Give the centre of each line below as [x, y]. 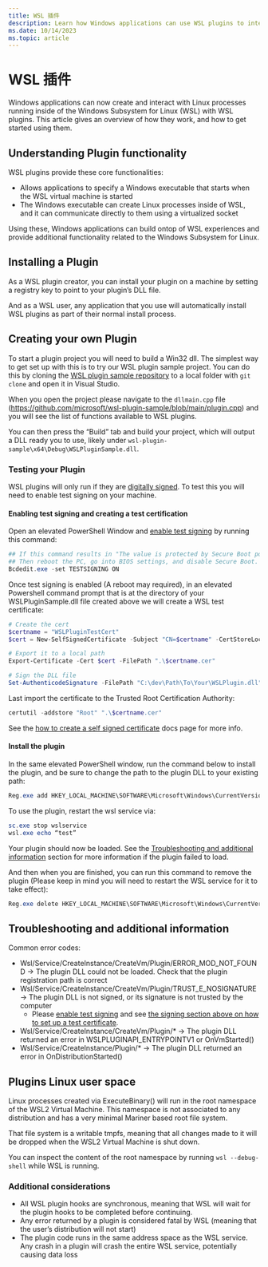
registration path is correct [63, 980]
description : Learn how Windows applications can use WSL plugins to [126, 23]
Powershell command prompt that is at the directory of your [106, 592]
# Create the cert [39, 624]
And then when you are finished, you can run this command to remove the [130, 872]
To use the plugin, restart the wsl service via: [82, 810]
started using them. [40, 128]
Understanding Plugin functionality [98, 153]
